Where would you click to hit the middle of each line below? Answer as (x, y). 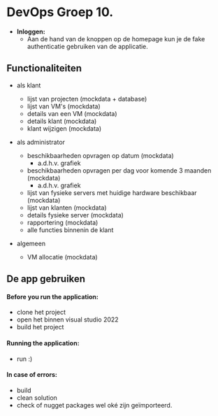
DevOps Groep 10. (60, 12)
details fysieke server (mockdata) (75, 215)
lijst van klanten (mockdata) (67, 208)
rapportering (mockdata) (63, 222)
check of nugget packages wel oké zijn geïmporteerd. (94, 405)
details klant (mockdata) (62, 121)
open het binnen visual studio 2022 (68, 320)
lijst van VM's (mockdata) (64, 106)
